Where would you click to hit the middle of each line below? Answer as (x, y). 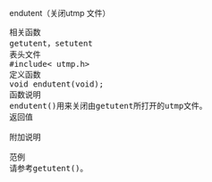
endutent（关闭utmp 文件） (60, 13)
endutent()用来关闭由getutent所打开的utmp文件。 (108, 106)
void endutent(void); (57, 84)
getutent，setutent (51, 43)
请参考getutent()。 (49, 168)
